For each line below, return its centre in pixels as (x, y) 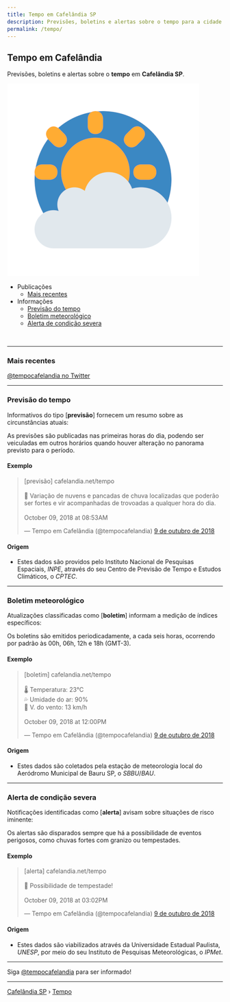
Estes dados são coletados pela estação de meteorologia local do (110, 766)
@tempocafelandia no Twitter (49, 376)
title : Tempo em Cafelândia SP (52, 14)
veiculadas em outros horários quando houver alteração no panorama (105, 443)
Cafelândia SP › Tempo (39, 991)
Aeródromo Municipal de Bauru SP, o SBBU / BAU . (86, 773)
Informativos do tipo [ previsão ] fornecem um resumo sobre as (95, 415)
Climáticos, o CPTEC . (47, 576)
